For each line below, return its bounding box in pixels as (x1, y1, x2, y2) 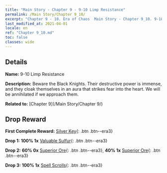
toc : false (5, 35, 28, 40)
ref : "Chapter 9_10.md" (5, 30, 55, 35)
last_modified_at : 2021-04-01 (5, 21, 68, 26)
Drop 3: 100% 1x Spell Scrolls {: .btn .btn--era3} (5, 162, 103, 169)
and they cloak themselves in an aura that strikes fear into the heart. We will (5, 86, 161, 92)
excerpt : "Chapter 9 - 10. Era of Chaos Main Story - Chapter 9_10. (5, 16, 153, 21)
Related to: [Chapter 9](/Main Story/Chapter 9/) (5, 101, 103, 107)
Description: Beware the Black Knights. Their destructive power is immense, (5, 80, 162, 87)
